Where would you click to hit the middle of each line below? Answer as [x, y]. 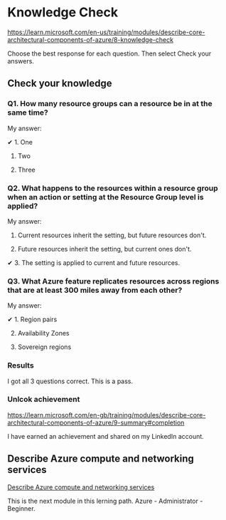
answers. [21, 61]
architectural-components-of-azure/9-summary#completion [96, 422]
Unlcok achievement [44, 400]
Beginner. [21, 508]
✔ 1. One [20, 142]
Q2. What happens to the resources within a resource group [113, 188]
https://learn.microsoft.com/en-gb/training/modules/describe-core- [107, 415]
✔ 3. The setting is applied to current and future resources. [93, 262]
